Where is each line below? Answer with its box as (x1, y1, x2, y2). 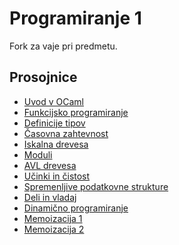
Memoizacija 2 (23, 223, 85, 235)
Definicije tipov (23, 117, 86, 129)
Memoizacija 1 (23, 212, 83, 224)
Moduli (23, 148, 53, 161)
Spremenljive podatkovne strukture (23, 180, 169, 192)
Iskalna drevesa (23, 138, 89, 150)
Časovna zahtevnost (23, 127, 109, 139)
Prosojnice (9, 69, 78, 86)
